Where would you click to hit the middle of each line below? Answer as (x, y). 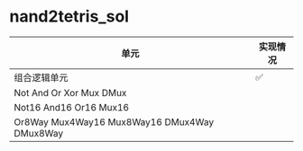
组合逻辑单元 (41, 77)
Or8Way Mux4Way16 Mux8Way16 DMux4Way (114, 121)
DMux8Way (39, 133)
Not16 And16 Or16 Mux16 (71, 107)
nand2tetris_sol (69, 17)
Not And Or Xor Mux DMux (70, 93)
